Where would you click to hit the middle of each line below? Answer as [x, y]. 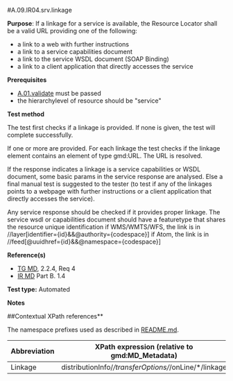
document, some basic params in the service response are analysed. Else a [115, 177]
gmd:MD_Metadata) [144, 355]
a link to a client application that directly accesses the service [105, 66]
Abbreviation [33, 351]
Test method [26, 114]
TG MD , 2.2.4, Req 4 [46, 269]
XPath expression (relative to [144, 347]
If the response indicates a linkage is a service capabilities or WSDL [104, 169]
